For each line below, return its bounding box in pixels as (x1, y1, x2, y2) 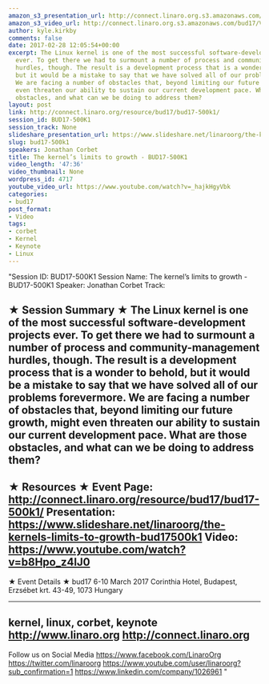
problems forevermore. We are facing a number (8, 391, 251, 405)
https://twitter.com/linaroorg (8, 658, 102, 668)
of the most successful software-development (8, 316, 246, 330)
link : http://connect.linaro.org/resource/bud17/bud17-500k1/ (8, 109, 220, 117)
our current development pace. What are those (8, 429, 247, 442)
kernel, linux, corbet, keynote (8, 616, 158, 630)
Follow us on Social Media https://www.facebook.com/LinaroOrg (8, 650, 222, 659)
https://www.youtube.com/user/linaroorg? (102, 658, 242, 668)
